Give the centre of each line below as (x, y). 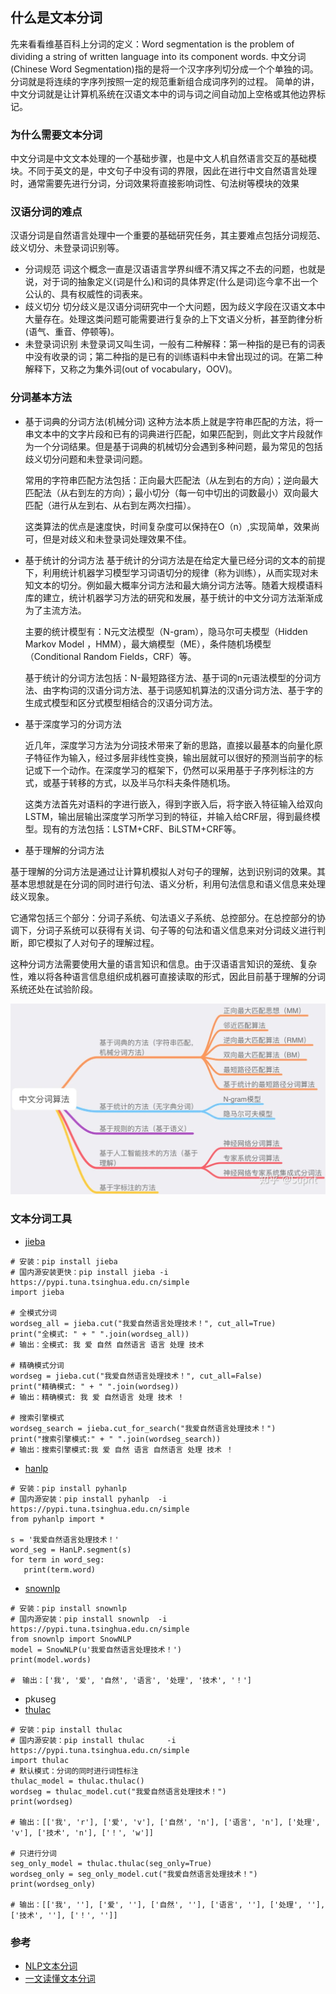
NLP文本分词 (51, 1965)
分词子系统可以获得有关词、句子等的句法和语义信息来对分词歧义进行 (176, 930)
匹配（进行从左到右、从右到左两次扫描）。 (110, 505)
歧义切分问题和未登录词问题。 (86, 459)
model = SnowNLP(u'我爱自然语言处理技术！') (96, 1649)
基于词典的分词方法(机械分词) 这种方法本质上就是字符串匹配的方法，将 (169, 421)
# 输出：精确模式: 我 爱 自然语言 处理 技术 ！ (97, 1397)
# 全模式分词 (33, 1313)
